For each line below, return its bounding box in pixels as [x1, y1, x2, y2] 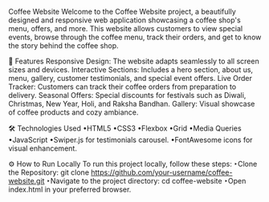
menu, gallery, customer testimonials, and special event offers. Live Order [8, 74, 253, 83]
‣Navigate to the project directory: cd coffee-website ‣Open [46, 176, 247, 185]
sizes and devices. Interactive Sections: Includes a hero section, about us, [8, 65, 254, 75]
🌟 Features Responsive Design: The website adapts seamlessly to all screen [8, 56, 259, 66]
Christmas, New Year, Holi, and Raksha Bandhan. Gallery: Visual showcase [8, 99, 255, 108]
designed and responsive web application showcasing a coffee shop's [8, 15, 241, 25]
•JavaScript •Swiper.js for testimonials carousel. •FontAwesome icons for [8, 135, 253, 144]
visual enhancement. [8, 143, 78, 153]
